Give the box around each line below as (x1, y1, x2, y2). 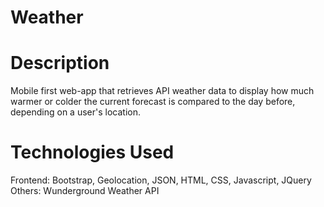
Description (10, 52, 110, 75)
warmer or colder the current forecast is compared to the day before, (10, 96, 296, 108)
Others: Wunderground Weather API (10, 185, 160, 197)
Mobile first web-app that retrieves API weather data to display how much (10, 85, 315, 97)
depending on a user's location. (10, 106, 141, 118)
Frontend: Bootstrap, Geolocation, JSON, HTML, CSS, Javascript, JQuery (10, 174, 312, 186)
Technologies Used (10, 141, 175, 164)
